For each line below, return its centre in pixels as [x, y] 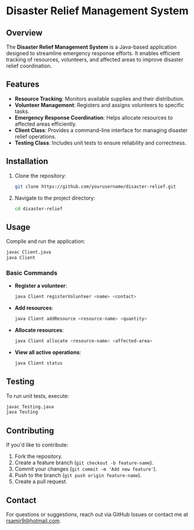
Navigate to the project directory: [55, 198]
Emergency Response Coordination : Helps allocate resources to [93, 117]
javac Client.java [29, 252]
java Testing [22, 412]
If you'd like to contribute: [37, 445]
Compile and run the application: [46, 242]
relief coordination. [29, 66]
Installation [27, 161]
